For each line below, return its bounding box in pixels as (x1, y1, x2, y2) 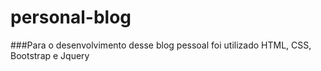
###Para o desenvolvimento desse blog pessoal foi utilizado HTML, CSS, (10, 39, 312, 51)
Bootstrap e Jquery (10, 49, 90, 61)
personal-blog (10, 6, 132, 29)
